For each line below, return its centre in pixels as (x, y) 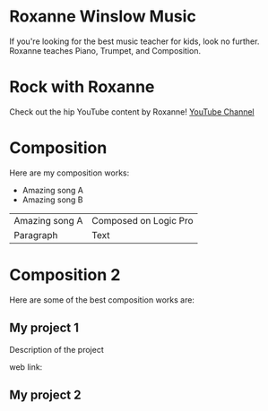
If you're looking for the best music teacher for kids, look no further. (134, 41)
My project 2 (45, 394)
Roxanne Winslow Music (103, 17)
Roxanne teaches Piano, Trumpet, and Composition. (105, 50)
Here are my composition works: (69, 173)
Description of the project (57, 349)
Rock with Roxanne (82, 87)
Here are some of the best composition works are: (102, 300)
